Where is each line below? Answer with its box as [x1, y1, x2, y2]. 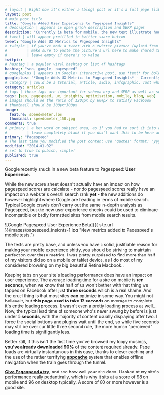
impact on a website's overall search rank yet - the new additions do [5, 191, 143, 197]
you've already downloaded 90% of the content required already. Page [5, 344, 150, 349]
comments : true [5, 121, 36, 126]
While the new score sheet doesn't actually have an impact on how [5, 181, 140, 186]
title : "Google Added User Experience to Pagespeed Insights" [5, 21, 134, 26]
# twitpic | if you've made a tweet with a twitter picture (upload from [5, 44, 159, 48]
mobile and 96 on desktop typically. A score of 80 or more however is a [5, 379, 149, 385]
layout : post [5, 12, 32, 17]
